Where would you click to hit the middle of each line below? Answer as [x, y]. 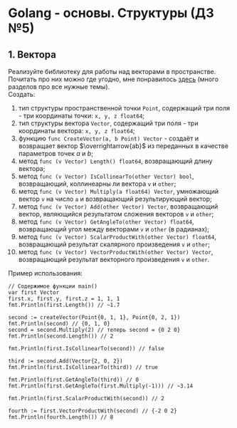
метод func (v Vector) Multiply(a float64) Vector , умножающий [118, 191]
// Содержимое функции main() [53, 286]
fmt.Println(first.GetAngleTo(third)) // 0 [74, 380]
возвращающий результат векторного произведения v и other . [114, 259]
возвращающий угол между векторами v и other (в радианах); [114, 229]
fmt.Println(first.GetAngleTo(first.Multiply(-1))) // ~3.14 [101, 386]
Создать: [22, 94]
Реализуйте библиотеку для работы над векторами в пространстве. [112, 72]
